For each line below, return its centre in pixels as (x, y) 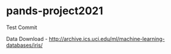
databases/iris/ (25, 45)
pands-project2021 (55, 11)
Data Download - (27, 39)
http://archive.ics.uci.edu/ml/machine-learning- (107, 39)
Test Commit (22, 27)
